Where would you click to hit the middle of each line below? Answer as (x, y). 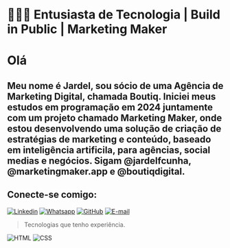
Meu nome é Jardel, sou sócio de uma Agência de (115, 86)
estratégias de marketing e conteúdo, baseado (109, 139)
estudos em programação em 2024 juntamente (110, 107)
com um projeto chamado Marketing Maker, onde (115, 117)
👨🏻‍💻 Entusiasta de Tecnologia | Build (114, 15)
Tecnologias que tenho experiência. (74, 224)
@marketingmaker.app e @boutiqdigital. (96, 171)
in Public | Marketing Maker (87, 29)
